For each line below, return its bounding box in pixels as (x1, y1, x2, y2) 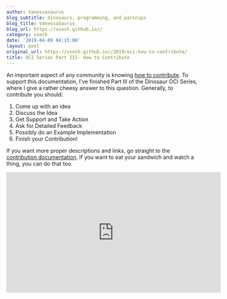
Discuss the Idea (15, 109, 58, 116)
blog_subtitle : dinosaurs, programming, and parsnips (6, 15, 147, 21)
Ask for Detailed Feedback (15, 122, 83, 129)
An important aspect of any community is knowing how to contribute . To (6, 71, 188, 78)
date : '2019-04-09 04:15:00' (6, 37, 81, 43)
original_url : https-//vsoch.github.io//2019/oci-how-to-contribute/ (6, 49, 188, 55)
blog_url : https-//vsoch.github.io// (6, 26, 103, 32)
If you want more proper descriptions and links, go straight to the (6, 147, 170, 154)
